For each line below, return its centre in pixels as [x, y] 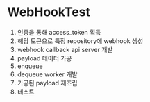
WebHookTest [49, 12]
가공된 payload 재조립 [47, 83]
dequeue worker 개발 [47, 74]
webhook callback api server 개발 [65, 49]
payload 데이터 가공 [44, 58]
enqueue [30, 66]
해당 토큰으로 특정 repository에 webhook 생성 [80, 41]
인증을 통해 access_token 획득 [59, 32]
